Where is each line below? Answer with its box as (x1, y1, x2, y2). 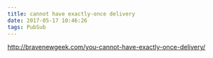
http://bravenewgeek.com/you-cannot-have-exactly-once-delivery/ (7, 43, 206, 52)
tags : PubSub (7, 23, 46, 30)
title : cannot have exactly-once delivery (7, 10, 135, 18)
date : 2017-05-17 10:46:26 (7, 17, 88, 24)
